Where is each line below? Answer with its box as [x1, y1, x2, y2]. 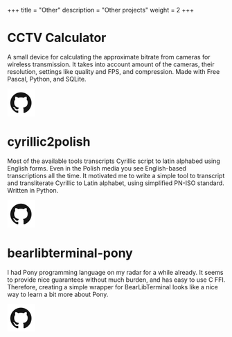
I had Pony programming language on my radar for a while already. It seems [7, 268, 224, 276]
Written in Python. [7, 186, 59, 194]
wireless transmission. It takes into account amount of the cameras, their [7, 60, 215, 68]
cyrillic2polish [7, 134, 91, 150]
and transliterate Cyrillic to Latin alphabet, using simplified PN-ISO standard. [7, 179, 225, 187]
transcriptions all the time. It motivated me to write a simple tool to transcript [7, 171, 225, 180]
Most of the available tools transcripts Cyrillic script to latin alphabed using [7, 157, 220, 165]
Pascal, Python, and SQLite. [7, 75, 87, 83]
